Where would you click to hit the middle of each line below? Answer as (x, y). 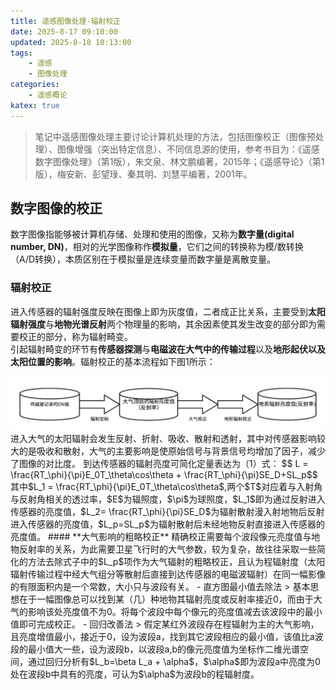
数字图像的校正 (56, 208)
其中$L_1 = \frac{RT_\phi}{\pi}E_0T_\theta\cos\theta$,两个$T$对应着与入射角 (166, 487)
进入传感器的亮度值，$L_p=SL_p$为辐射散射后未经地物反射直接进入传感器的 (167, 524)
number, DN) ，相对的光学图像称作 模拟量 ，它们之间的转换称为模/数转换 (157, 247)
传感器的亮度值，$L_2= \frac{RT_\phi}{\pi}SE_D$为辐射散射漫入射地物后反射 (167, 512)
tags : (21, 53)
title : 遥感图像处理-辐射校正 (66, 21)
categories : (35, 85)
